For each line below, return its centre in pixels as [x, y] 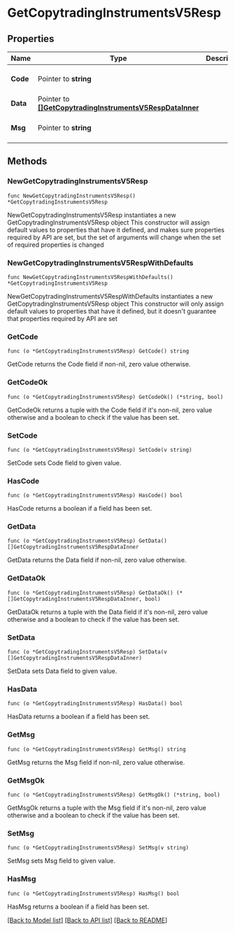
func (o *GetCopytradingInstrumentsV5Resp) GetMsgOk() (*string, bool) [114, 795]
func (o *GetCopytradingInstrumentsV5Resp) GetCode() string [98, 351]
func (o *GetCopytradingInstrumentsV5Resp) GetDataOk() [90, 592]
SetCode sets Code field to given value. [64, 462]
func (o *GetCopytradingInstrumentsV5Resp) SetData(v [87, 652]
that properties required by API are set [62, 318]
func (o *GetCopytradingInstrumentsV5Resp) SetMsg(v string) [98, 848]
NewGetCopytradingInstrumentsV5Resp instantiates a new [92, 215]
